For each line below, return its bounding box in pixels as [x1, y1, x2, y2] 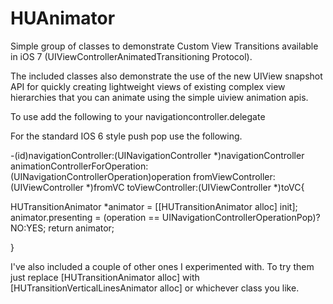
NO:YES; [10, 222, 47, 234]
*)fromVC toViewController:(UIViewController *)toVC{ [85, 181, 305, 193]
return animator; [48, 222, 115, 234]
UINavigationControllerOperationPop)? [161, 211, 321, 223]
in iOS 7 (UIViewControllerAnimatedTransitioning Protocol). [10, 50, 253, 62]
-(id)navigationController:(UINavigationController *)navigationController [10, 149, 305, 161]
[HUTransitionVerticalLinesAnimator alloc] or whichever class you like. [10, 282, 300, 294]
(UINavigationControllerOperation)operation [10, 170, 192, 182]
